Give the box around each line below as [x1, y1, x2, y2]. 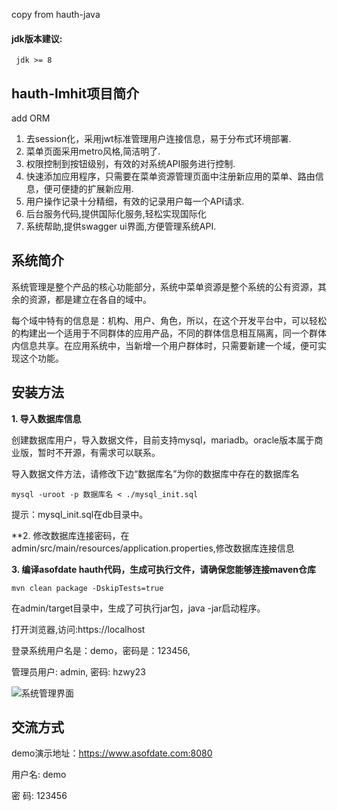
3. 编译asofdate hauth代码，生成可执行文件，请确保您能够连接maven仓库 [11, 563, 317, 575]
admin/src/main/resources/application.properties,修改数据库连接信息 [11, 542, 295, 554]
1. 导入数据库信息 [11, 412, 82, 424]
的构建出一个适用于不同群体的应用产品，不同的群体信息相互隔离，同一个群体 [11, 327, 327, 339]
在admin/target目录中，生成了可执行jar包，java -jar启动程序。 [11, 602, 266, 614]
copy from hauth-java [11, 9, 101, 20]
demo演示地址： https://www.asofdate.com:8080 [11, 747, 213, 759]
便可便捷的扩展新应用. [43, 183, 134, 195]
